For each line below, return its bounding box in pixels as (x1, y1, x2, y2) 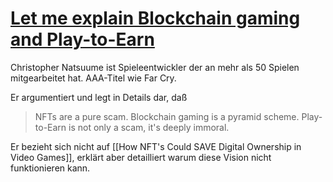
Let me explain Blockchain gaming (10, 7, 301, 30)
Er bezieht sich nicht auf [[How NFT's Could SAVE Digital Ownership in (10, 140, 302, 152)
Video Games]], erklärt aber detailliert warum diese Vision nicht (10, 151, 272, 163)
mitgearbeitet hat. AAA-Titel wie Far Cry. (10, 72, 177, 84)
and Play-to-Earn (10, 28, 155, 51)
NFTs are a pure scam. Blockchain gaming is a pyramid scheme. (34, 110, 300, 122)
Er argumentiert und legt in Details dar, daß (10, 91, 188, 103)
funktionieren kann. (10, 162, 91, 174)
